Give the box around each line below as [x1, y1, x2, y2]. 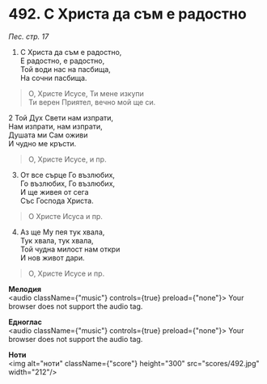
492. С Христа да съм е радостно [8, 5, 247, 23]
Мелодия [8, 284, 42, 293]
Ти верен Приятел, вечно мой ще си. [28, 97, 156, 107]
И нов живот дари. [19, 252, 85, 263]
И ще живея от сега [19, 187, 89, 196]
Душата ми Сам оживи [8, 130, 88, 140]
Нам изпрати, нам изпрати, [8, 121, 103, 131]
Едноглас [8, 317, 42, 327]
